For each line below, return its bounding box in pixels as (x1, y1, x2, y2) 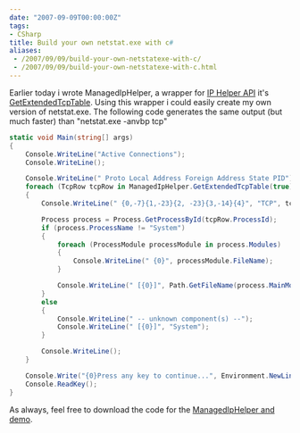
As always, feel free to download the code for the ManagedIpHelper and (9, 404, 275, 415)
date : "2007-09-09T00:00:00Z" (9, 12, 122, 22)
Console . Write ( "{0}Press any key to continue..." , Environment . (25, 371, 270, 380)
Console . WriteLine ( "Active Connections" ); (25, 149, 186, 159)
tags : (9, 21, 29, 30)
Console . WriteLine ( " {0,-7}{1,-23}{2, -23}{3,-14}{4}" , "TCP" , (41, 199, 281, 208)
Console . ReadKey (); (25, 379, 98, 388)
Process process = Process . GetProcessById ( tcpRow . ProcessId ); (41, 215, 278, 224)
